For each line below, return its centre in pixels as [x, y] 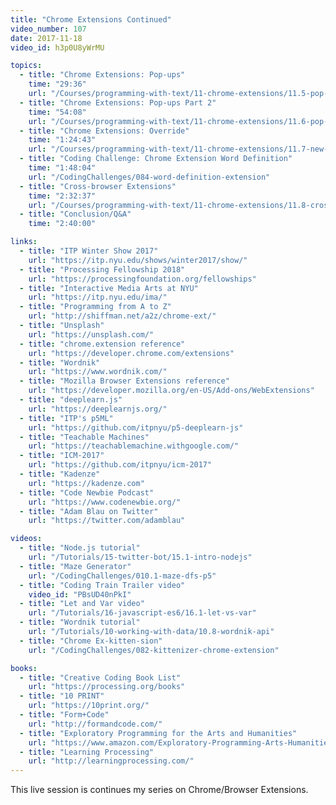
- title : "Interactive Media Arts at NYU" [109, 288]
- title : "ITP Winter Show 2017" [89, 251]
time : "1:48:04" [62, 168]
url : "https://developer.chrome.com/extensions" [131, 353]
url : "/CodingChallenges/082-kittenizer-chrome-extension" [154, 650]
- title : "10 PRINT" [62, 696]
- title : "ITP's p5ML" [66, 418]
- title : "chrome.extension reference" [102, 344]
